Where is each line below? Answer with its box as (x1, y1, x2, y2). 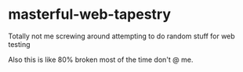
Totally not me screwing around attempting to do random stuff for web (8, 31, 235, 41)
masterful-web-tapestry (8, 5, 171, 23)
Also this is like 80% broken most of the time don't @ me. (8, 55, 194, 64)
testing (8, 39, 31, 49)
